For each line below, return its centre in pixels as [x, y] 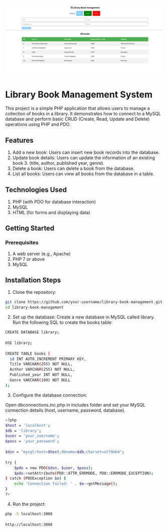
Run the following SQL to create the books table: [62, 322]
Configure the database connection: [50, 395]
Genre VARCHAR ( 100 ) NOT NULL [40, 380]
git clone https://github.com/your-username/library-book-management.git [84, 302]
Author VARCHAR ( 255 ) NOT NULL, [42, 370]
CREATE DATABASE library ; [32, 332]
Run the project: [29, 504]
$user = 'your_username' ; [32, 436]
